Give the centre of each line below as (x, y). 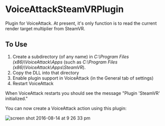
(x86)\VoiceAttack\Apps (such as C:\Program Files (65, 62)
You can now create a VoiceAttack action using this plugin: (66, 108)
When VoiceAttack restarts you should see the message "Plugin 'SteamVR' (82, 93)
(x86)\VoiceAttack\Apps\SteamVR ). (49, 67)
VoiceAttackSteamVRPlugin (65, 9)
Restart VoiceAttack (33, 83)
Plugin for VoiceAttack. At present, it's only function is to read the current (81, 23)
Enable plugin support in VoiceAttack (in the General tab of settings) (83, 78)
